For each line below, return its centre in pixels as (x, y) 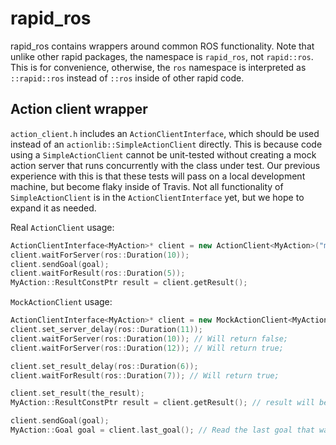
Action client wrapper (79, 109)
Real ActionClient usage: (62, 227)
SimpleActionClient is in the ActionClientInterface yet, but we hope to (157, 197)
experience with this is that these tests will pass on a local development (158, 176)
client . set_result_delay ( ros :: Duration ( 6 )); (104, 366)
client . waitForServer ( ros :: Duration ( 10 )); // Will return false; (149, 338)
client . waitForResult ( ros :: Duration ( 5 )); (98, 273)
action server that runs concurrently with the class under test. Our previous (165, 165)
